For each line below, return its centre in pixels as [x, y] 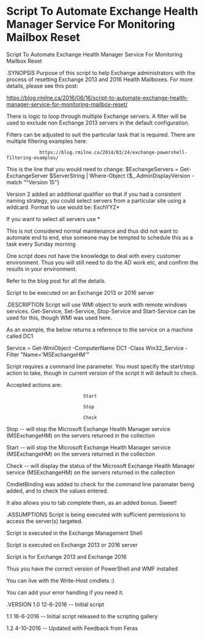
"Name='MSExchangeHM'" [55, 354]
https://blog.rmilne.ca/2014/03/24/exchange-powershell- [113, 152]
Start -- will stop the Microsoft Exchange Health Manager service [89, 447]
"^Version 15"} [42, 182]
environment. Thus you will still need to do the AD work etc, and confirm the [102, 262]
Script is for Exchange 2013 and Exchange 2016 [66, 556]
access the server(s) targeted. [44, 521]
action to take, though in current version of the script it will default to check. [102, 373]
